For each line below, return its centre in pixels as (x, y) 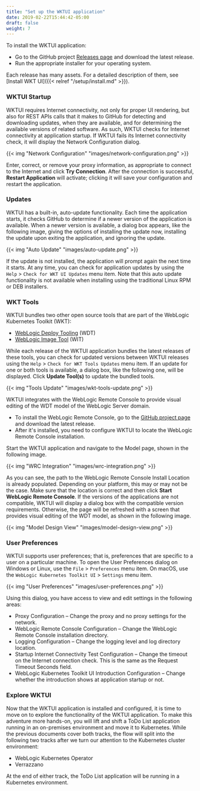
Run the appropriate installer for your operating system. (83, 63)
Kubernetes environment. (37, 782)
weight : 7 (19, 28)
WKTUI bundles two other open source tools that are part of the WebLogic (98, 315)
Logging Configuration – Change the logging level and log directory (98, 641)
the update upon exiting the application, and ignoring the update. (86, 238)
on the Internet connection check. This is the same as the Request (96, 661)
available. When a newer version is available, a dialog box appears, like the (98, 225)
